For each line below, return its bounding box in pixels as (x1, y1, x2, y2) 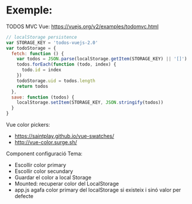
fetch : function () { (11, 50, 64, 56)
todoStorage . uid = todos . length (16, 77, 95, 84)
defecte (14, 193, 34, 200)
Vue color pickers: (6, 121, 50, 128)
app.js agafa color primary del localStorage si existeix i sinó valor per (14, 186, 181, 193)
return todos (16, 83, 49, 89)
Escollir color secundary (14, 168, 73, 175)
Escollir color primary (14, 162, 66, 169)
